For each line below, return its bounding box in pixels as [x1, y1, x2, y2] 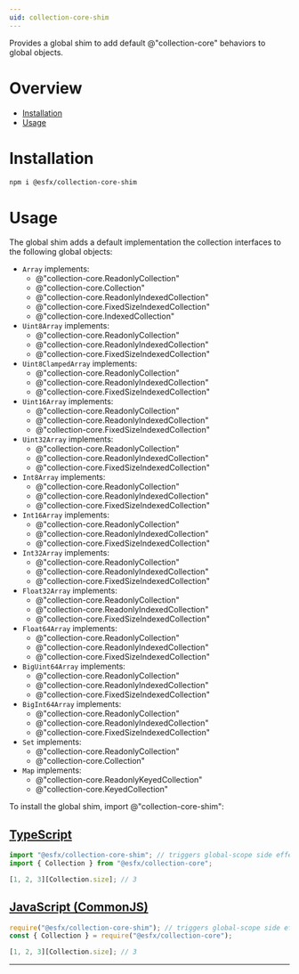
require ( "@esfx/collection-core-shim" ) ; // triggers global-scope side [9, 923, 280, 932]
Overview [9, 77, 83, 98]
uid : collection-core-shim [9, 12, 109, 22]
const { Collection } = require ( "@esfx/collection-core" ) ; [9, 931, 233, 940]
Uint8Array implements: [21, 321, 109, 331]
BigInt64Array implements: [21, 699, 122, 710]
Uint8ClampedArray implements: [21, 358, 138, 369]
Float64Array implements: [21, 623, 117, 634]
